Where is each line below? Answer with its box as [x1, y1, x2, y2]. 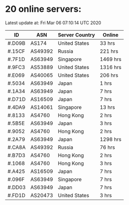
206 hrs [99, 71, 119, 78]
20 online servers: [5, 3, 82, 15]
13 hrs [99, 103, 115, 110]
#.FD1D [7, 192, 26, 199]
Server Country [58, 31, 95, 38]
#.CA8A [7, 144, 26, 151]
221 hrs [99, 48, 119, 55]
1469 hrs [99, 56, 122, 63]
